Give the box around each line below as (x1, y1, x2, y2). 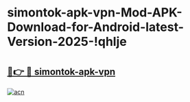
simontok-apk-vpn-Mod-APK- (7, 5, 183, 21)
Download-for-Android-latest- (7, 19, 184, 35)
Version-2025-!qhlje (7, 34, 127, 49)
